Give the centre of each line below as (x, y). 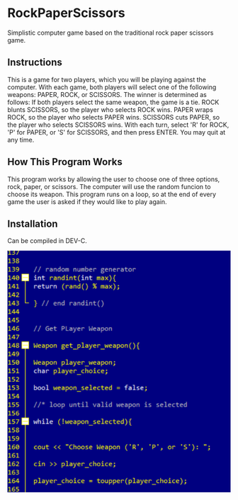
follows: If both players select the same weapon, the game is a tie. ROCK (113, 102)
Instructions (35, 63)
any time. (21, 140)
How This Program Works (65, 162)
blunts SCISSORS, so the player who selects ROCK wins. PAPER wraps (110, 109)
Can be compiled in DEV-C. (47, 241)
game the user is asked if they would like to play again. (87, 201)
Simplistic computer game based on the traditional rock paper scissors (110, 33)
